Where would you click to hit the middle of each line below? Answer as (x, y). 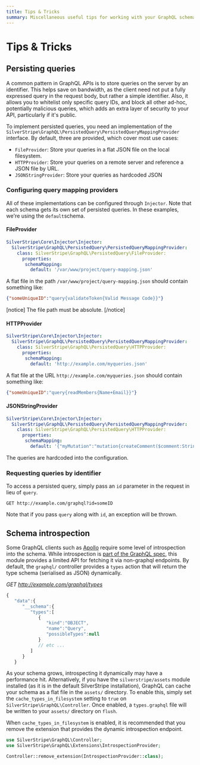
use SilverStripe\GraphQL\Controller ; (54, 740)
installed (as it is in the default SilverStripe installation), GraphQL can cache (99, 686)
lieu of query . (22, 493)
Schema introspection (48, 533)
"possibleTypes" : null (73, 634)
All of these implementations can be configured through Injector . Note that (99, 203)
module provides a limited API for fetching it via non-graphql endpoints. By (98, 560)
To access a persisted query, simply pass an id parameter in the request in (98, 486)
